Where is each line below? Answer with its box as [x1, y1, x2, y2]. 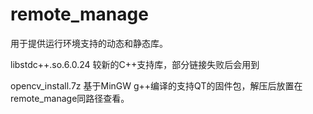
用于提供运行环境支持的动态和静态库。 [10, 37, 168, 49]
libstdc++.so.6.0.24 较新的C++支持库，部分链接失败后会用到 [10, 58, 260, 70]
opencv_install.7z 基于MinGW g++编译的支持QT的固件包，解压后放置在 [10, 79, 303, 92]
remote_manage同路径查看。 [10, 92, 130, 104]
